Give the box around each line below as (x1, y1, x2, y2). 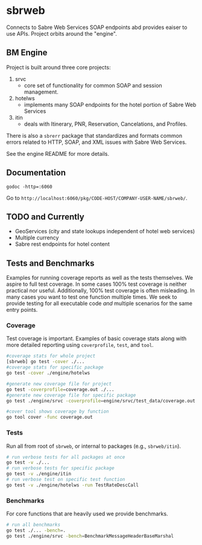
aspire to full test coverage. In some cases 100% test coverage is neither (6, 280, 187, 288)
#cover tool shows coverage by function (6, 408, 110, 414)
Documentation (6, 167, 66, 178)
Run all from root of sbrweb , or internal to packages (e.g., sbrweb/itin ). (6, 442, 181, 450)
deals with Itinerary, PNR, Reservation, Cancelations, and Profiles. (24, 120, 188, 127)
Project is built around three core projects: (6, 63, 111, 71)
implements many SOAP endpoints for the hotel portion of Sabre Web (24, 101, 197, 108)
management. (24, 88, 58, 95)
